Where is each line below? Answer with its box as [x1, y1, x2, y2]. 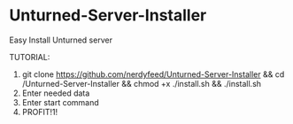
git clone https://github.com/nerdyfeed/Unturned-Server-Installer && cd [21, 68, 285, 80]
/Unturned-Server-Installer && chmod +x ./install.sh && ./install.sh [21, 78, 262, 89]
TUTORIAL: [9, 51, 50, 62]
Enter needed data [21, 88, 90, 98]
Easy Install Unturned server [9, 35, 113, 45]
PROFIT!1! [21, 106, 58, 117]
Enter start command [21, 97, 99, 107]
